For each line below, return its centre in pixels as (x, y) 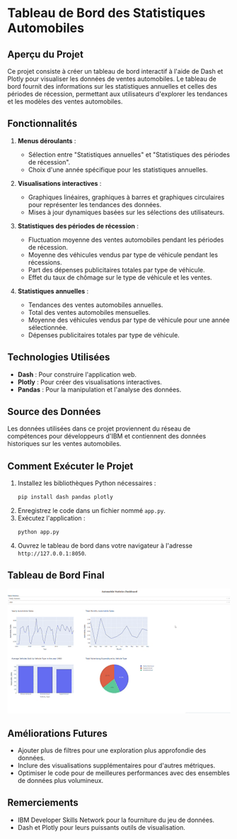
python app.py (38, 532)
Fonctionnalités (42, 124)
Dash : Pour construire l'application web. (77, 374)
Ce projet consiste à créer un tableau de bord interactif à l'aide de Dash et (115, 71)
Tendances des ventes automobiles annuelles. (96, 305)
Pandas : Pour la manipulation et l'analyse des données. (99, 389)
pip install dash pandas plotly (65, 497)
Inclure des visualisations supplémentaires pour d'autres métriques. (116, 765)
